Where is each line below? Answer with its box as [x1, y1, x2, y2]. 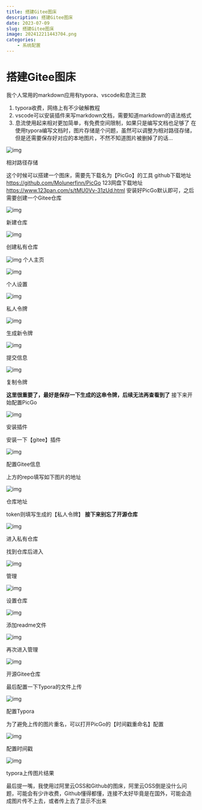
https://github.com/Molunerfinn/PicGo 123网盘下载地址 [6, 179, 143, 186]
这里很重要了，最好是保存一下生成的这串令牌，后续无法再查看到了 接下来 [6, 391, 188, 398]
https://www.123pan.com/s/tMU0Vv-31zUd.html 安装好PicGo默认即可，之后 [6, 186, 194, 193]
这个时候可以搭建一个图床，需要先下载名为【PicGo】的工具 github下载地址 [6, 171, 192, 178]
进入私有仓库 [6, 535, 38, 542]
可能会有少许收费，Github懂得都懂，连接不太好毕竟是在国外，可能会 [16, 790, 187, 797]
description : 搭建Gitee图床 [6, 14, 74, 20]
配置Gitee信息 [6, 460, 41, 468]
